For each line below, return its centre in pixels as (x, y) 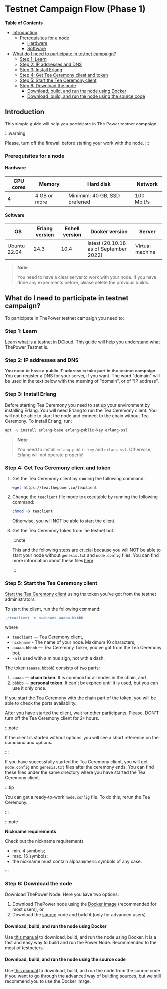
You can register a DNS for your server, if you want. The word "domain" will (83, 376)
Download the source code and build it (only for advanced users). (80, 915)
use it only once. (29, 688)
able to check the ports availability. (41, 703)
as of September (107, 249)
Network (147, 184)
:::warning (15, 133)
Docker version (109, 232)
